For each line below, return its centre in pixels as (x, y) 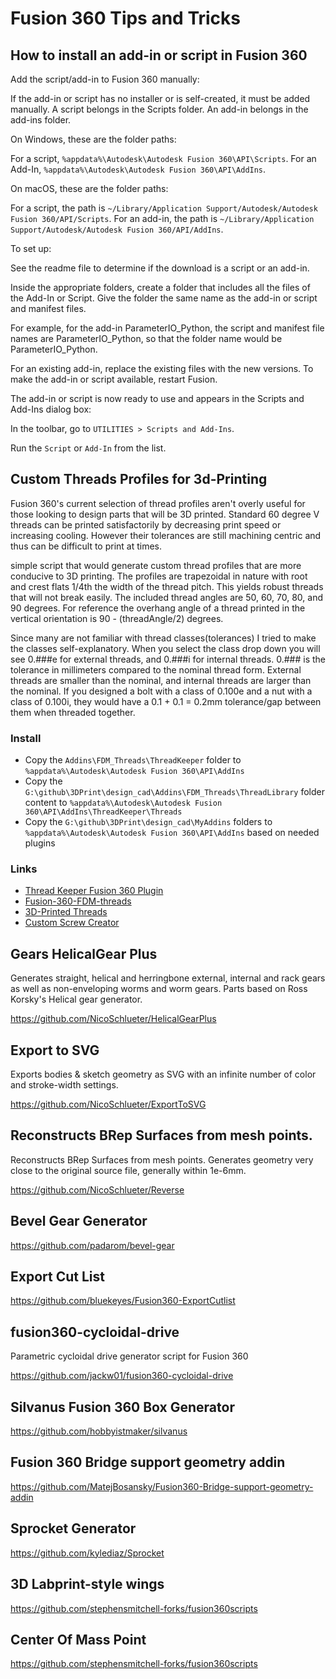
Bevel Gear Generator (79, 1221)
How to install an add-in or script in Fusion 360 (159, 55)
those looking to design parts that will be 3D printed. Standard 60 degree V (165, 514)
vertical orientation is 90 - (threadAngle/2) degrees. (117, 618)
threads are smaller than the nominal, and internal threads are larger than (161, 680)
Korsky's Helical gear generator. (76, 999)
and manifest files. (48, 308)
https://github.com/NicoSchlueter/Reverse (97, 1189)
